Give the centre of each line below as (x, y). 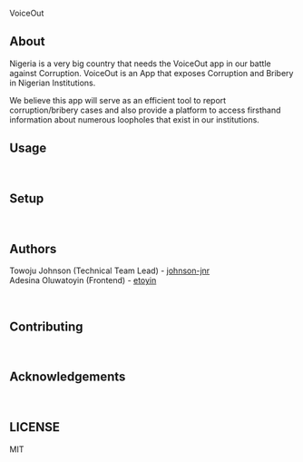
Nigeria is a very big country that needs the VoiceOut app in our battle (140, 64)
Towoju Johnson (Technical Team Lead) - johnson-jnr (110, 270)
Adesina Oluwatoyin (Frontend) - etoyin (83, 280)
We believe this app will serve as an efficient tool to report (118, 100)
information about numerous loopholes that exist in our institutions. (135, 119)
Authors (33, 249)
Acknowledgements (68, 377)
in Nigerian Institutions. (53, 83)
